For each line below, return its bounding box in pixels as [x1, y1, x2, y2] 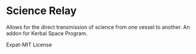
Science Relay [6, 4, 77, 18]
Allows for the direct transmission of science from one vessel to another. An [6, 23, 190, 31]
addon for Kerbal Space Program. [6, 29, 88, 36]
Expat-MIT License [6, 41, 52, 48]
